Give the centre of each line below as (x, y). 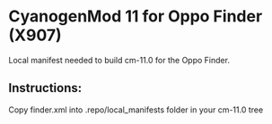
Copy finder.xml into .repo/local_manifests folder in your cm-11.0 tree (136, 110)
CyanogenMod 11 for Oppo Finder (136, 17)
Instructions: (45, 88)
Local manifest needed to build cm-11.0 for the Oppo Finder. (119, 60)
